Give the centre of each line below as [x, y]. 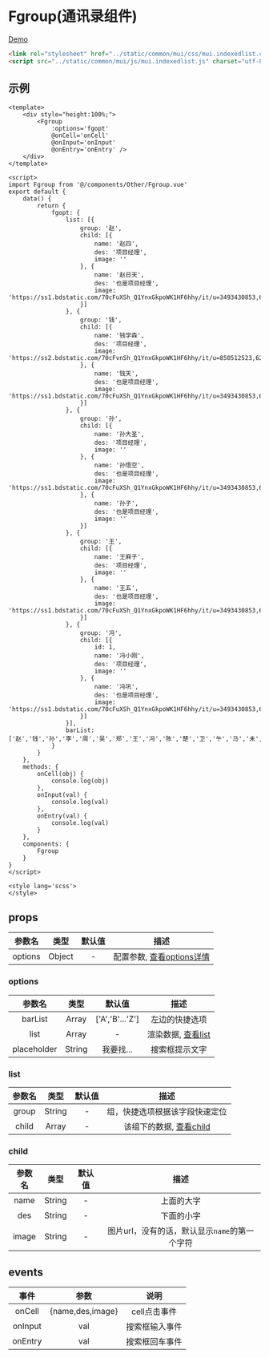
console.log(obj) [80, 781]
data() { [37, 198]
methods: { [41, 766]
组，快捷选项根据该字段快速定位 [167, 1111]
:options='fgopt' [80, 128]
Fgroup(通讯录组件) [73, 16]
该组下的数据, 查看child [167, 1126]
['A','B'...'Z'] [118, 1019]
